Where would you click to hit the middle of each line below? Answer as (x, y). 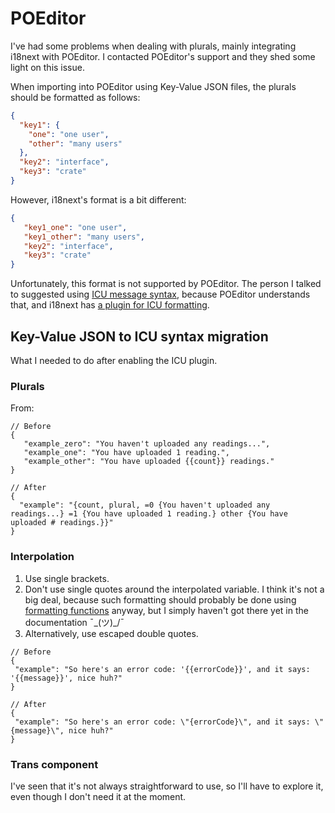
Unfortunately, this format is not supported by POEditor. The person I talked (166, 284)
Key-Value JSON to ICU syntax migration (139, 336)
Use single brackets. (67, 578)
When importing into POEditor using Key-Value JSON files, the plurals (153, 86)
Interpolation (42, 557)
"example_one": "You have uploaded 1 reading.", (126, 453)
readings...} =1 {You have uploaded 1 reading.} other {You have (149, 514)
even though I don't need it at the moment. (98, 796)
